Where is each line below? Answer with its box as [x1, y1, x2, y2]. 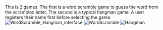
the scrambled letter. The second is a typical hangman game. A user [5, 9, 145, 15]
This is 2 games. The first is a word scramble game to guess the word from [5, 4, 159, 10]
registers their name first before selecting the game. [5, 15, 111, 20]
